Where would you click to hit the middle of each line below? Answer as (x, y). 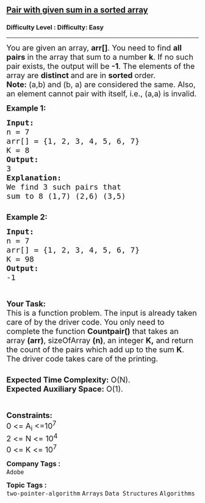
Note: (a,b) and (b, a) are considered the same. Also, (101, 84)
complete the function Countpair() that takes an (92, 331)
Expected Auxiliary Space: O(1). (65, 389)
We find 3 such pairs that (64, 187)
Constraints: (30, 415)
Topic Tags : (27, 485)
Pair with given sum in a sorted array (77, 10)
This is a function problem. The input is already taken (102, 313)
